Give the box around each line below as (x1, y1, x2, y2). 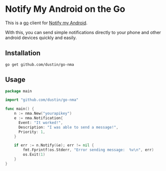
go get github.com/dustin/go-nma (5, 62, 74, 67)
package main (5, 88, 32, 93)
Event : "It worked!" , (18, 120, 63, 125)
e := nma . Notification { (14, 116, 63, 121)
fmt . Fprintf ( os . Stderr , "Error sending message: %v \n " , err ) (23, 147, 154, 153)
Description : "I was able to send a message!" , (18, 125, 119, 129)
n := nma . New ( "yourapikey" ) (14, 111, 72, 116)
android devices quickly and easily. (5, 35, 77, 41)
